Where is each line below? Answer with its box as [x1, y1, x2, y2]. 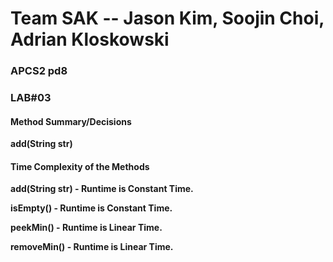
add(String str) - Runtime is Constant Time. [10, 183, 194, 195]
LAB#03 [10, 91, 52, 105]
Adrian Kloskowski [10, 28, 170, 51]
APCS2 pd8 [10, 64, 68, 78]
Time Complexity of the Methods [10, 160, 150, 172]
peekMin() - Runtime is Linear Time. [10, 222, 163, 234]
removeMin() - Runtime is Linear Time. [10, 241, 174, 253]
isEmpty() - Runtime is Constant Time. [10, 202, 173, 214]
